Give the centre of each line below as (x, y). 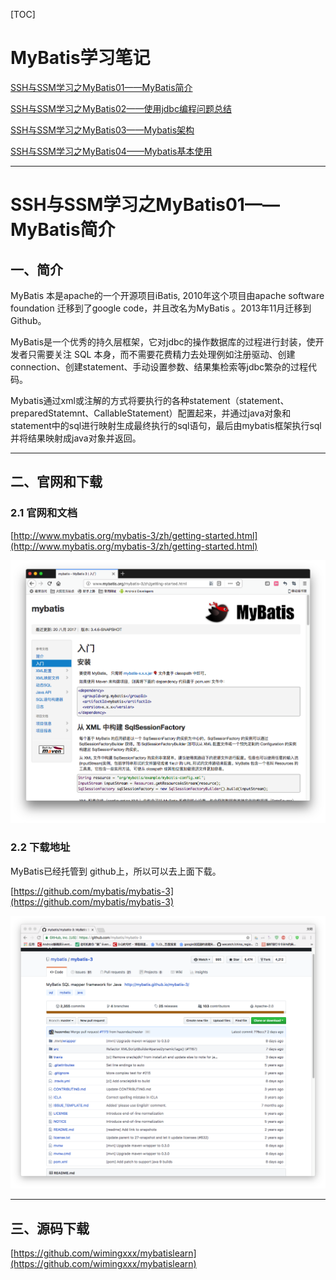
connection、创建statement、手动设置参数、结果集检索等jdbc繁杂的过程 (159, 366)
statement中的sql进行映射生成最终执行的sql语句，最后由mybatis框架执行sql (166, 425)
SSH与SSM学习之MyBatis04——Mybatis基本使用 (111, 151)
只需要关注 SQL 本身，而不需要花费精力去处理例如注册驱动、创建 (161, 354)
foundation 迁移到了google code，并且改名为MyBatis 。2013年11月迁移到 (161, 308)
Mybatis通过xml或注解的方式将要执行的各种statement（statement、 (150, 400)
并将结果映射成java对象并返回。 (76, 438)
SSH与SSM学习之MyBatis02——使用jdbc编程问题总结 (121, 108)
